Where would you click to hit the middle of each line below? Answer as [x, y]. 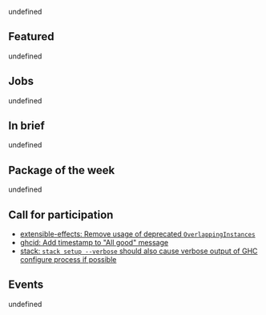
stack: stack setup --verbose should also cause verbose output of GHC [139, 251]
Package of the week [62, 170]
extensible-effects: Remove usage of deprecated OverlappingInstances [137, 234]
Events [26, 285]
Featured [31, 36]
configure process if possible [68, 260]
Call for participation [61, 214]
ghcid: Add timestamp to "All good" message [94, 243]
